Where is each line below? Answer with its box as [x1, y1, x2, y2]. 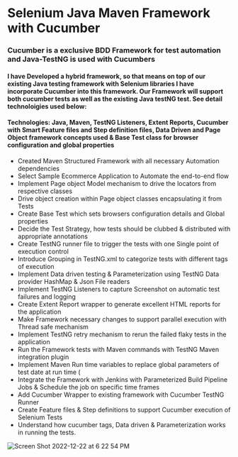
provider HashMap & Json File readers [17, 277, 130, 285]
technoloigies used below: [7, 101, 87, 111]
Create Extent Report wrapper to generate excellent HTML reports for [17, 299, 221, 308]
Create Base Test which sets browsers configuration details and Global [17, 209, 225, 218]
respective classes [17, 187, 73, 195]
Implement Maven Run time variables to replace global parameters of [17, 360, 220, 368]
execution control [17, 247, 69, 255]
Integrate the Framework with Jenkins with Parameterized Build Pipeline [17, 375, 228, 384]
